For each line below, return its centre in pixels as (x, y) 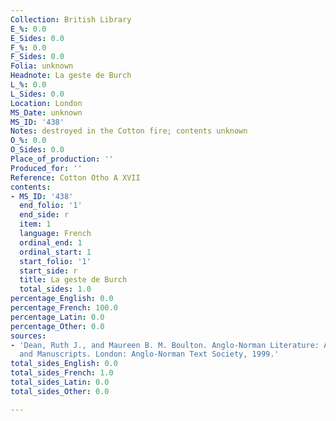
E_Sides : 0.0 (37, 38)
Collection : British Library (71, 19)
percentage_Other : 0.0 (57, 326)
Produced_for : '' (46, 168)
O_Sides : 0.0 (37, 150)
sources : (28, 336)
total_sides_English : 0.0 (64, 364)
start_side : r (48, 271)
